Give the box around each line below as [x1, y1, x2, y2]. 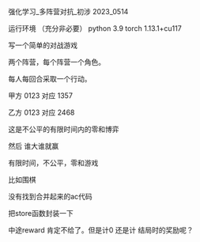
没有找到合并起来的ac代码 [8, 192, 92, 201]
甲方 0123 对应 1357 [8, 91, 74, 100]
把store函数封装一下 [8, 209, 74, 217]
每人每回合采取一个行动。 [8, 74, 92, 83]
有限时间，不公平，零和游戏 [8, 158, 99, 168]
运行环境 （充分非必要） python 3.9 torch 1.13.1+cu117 [8, 24, 182, 33]
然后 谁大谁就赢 [8, 142, 59, 150]
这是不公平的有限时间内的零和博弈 [8, 125, 119, 134]
